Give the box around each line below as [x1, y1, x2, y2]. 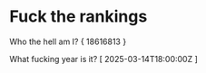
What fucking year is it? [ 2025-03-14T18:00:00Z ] [9, 53, 198, 64]
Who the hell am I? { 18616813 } [9, 36, 127, 47]
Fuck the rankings [9, 6, 148, 27]
